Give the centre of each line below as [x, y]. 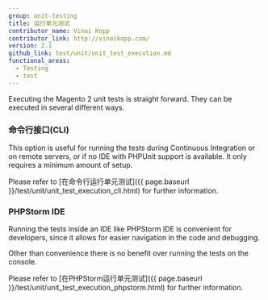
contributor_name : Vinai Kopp [59, 31]
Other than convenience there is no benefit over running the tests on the [128, 253]
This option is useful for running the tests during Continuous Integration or [132, 148]
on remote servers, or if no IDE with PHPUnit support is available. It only [128, 156]
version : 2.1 [30, 46]
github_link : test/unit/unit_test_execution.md [90, 53]
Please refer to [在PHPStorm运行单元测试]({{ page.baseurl [105, 278]
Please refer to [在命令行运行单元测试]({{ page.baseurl [99, 181]
